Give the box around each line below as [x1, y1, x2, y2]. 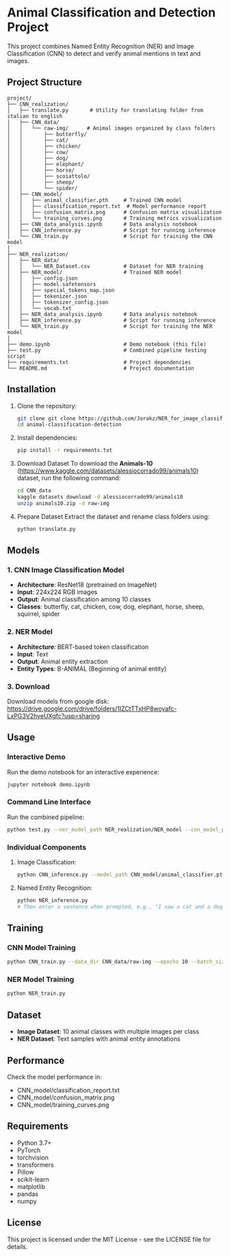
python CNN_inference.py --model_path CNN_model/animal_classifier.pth [16, 871, 226, 878]
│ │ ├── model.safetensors [7, 281, 97, 287]
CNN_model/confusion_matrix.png [16, 1093, 115, 1102]
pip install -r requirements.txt [16, 447, 113, 454]
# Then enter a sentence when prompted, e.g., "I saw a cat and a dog [16, 903, 223, 910]
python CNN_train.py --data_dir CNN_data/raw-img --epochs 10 [7, 958, 188, 965]
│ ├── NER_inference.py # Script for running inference [7, 317, 216, 324]
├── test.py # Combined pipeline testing [7, 346, 207, 354]
